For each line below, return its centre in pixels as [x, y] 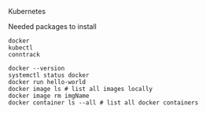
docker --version [37, 68]
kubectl [21, 48]
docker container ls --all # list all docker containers [103, 103]
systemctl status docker [49, 75]
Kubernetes [27, 11]
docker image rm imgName [49, 96]
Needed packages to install [52, 26]
